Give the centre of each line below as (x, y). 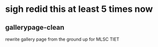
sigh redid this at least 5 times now (79, 9)
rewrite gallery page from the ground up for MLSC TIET (62, 39)
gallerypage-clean (35, 27)
